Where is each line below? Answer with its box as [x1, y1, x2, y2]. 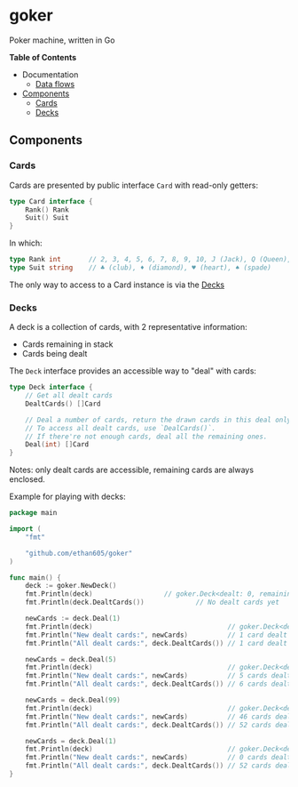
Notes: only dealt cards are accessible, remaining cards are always [9, 464, 255, 476]
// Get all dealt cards [25, 391, 114, 400]
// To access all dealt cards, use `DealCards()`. [25, 423, 216, 432]
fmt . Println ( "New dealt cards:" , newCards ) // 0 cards [25, 753, 268, 762]
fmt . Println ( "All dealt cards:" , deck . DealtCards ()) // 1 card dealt [25, 638, 288, 647]
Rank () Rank [25, 205, 69, 214]
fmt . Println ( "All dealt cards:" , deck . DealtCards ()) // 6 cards [25, 679, 268, 689]
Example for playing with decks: [9, 491, 126, 502]
